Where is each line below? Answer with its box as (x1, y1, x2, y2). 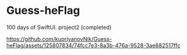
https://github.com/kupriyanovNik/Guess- (6, 35, 112, 42)
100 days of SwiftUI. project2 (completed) (6, 24, 112, 31)
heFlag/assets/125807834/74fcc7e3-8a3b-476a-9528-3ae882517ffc (6, 42, 181, 49)
